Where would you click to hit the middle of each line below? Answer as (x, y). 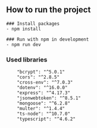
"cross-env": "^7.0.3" (45, 83)
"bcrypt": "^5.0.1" (41, 72)
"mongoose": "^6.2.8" (43, 103)
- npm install (24, 29)
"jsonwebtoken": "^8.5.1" (49, 98)
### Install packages (33, 23)
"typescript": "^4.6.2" (46, 119)
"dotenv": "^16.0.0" (42, 88)
